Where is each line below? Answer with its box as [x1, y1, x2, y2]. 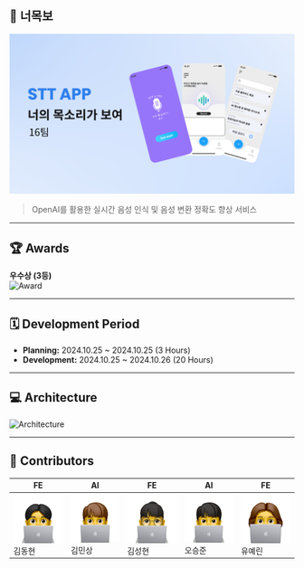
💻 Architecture [9, 390, 98, 405]
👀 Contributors [9, 453, 95, 469]
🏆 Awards [9, 241, 70, 256]
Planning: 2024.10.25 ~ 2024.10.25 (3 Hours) [22, 345, 192, 355]
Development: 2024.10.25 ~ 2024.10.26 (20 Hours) [22, 354, 214, 364]
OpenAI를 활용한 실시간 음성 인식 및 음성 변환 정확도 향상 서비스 [31, 204, 258, 215]
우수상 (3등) [9, 270, 52, 281]
